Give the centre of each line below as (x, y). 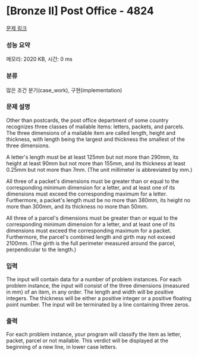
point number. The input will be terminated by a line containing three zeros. (98, 305)
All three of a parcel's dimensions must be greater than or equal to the (92, 218)
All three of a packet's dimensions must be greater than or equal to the (93, 181)
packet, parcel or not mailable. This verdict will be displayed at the (87, 341)
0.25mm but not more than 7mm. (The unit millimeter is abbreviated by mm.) (99, 169)
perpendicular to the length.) (41, 249)
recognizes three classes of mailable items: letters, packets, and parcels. (95, 127)
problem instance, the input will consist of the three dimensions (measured (98, 286)
